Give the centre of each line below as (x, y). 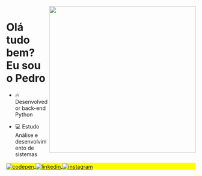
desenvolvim (31, 141)
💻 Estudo (27, 126)
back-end (34, 108)
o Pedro (26, 78)
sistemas (26, 154)
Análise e (26, 135)
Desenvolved (31, 102)
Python (24, 114)
